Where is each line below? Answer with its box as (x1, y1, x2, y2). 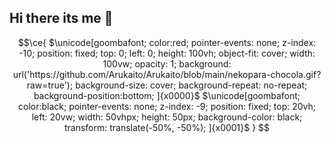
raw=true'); (26, 79, 74, 91)
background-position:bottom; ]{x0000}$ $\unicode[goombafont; (33, 89, 301, 101)
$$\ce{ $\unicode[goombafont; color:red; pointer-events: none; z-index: (17, 36, 317, 48)
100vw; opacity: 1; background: (102, 57, 232, 70)
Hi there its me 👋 (9, 10, 114, 27)
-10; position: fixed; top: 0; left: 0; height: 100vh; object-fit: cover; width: (18, 47, 316, 59)
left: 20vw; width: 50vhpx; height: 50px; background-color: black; (31, 111, 303, 123)
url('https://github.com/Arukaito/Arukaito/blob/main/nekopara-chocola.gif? (12, 68, 322, 80)
